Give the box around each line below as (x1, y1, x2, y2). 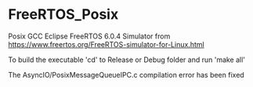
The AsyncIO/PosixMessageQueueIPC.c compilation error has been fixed (8, 70, 244, 79)
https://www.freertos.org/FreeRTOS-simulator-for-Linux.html (8, 39, 205, 49)
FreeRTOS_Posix (8, 5, 119, 24)
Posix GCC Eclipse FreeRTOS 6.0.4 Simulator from (8, 31, 171, 41)
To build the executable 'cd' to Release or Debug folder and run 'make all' (8, 55, 245, 64)
